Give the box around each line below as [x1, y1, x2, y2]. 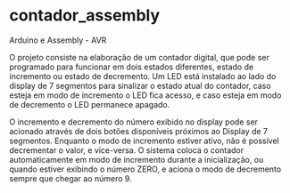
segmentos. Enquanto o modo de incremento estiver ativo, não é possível [9, 135, 279, 146]
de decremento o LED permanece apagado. [9, 99, 170, 109]
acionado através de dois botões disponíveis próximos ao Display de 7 [9, 125, 269, 136]
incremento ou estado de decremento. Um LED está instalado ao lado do [9, 70, 277, 81]
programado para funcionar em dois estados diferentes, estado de [9, 61, 254, 72]
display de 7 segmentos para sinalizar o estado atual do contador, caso [9, 80, 271, 91]
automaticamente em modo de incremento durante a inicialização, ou [9, 154, 264, 165]
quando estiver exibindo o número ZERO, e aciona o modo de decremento [9, 164, 282, 174]
